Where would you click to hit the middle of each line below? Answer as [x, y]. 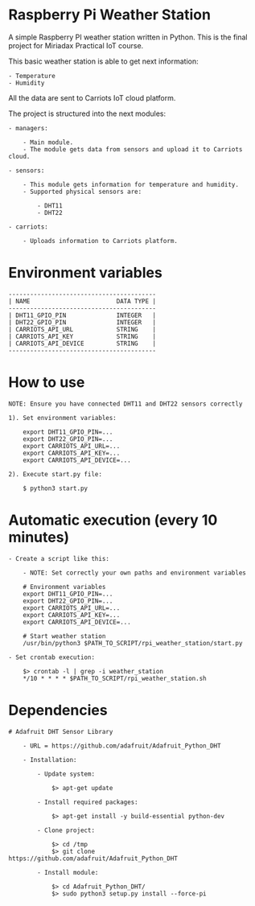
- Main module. [48, 142]
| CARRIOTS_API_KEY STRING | [82, 336]
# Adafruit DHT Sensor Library [61, 731]
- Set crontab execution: [51, 657]
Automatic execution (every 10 [113, 520]
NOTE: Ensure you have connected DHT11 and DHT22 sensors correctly [125, 404]
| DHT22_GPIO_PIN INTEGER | [82, 322]
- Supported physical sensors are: [82, 191]
